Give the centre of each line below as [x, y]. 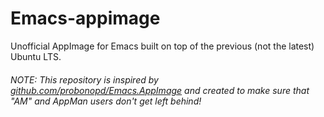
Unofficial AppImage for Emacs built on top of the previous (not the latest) [162, 46]
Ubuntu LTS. [36, 56]
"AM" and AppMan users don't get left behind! [106, 101]
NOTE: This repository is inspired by [84, 79]
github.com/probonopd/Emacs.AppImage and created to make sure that [160, 90]
